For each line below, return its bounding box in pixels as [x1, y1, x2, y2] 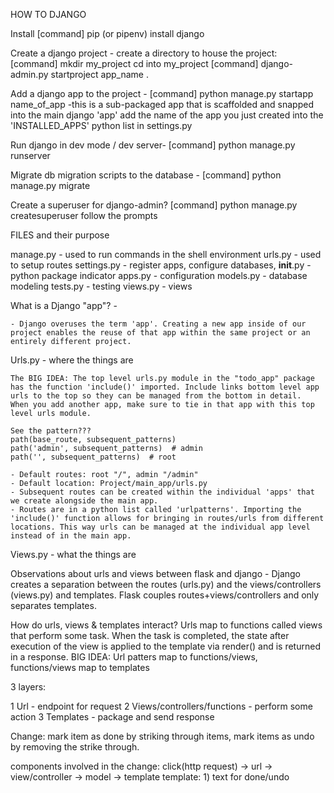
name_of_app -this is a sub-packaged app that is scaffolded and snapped [10, 99, 314, 110]
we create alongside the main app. [10, 496, 159, 506]
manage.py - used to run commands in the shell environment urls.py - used [10, 249, 322, 260]
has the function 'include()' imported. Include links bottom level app [10, 382, 320, 392]
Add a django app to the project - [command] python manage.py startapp [10, 88, 314, 99]
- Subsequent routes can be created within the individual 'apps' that [10, 487, 315, 497]
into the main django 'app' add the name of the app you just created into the [10, 109, 324, 121]
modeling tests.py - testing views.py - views [10, 280, 193, 292]
